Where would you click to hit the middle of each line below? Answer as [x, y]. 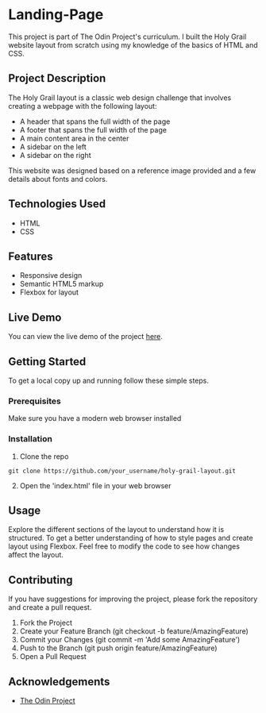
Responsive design [51, 276]
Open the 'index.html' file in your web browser [96, 485]
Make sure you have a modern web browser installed [95, 418]
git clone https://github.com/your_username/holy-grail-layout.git [122, 471]
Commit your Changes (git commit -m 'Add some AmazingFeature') [130, 640]
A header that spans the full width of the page [95, 121]
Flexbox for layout [49, 292]
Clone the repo [44, 456]
